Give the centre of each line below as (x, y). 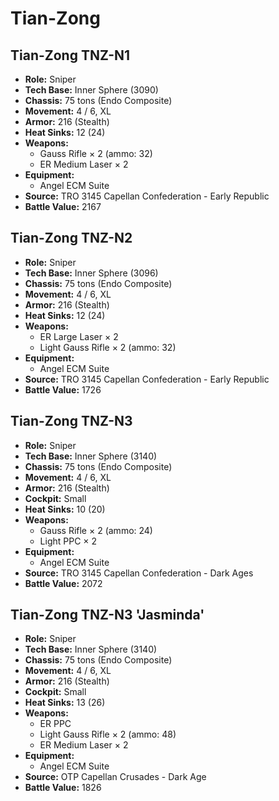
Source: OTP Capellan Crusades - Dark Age (115, 777)
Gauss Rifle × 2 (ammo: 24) (96, 530)
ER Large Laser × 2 (79, 336)
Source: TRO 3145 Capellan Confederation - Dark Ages (139, 573)
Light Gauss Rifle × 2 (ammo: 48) (108, 734)
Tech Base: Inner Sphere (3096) (91, 273)
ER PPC (55, 724)
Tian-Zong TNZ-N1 (70, 55)
